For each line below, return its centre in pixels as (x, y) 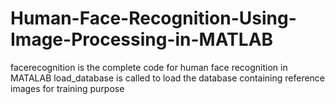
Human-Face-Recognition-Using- (153, 18)
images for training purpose (67, 88)
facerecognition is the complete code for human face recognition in (149, 67)
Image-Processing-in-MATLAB (142, 39)
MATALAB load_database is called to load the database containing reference (168, 78)
